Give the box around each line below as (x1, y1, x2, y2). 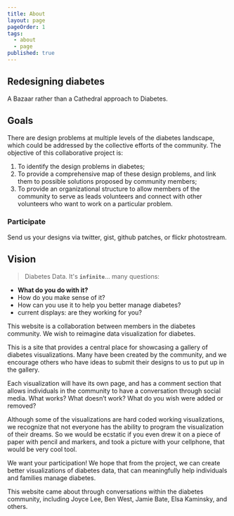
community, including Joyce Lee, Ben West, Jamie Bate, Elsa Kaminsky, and (7, 494, 228, 503)
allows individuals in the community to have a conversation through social (7, 386, 221, 395)
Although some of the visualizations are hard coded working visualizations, (7, 415, 225, 423)
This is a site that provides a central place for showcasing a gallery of (7, 343, 209, 351)
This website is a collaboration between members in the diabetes (7, 322, 195, 330)
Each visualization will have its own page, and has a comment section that (7, 379, 221, 387)
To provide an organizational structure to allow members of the (17, 184, 200, 193)
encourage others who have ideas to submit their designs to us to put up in (7, 358, 225, 366)
